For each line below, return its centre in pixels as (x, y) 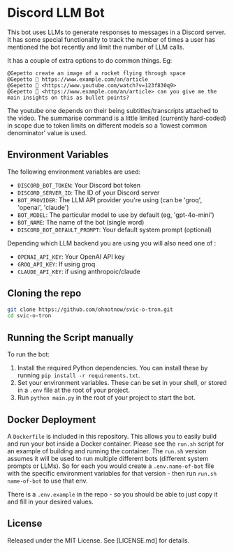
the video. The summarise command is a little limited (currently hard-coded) (117, 118)
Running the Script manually (71, 337)
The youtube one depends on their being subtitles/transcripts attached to (113, 110)
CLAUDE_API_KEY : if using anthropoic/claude (79, 271)
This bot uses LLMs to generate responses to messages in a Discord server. (117, 32)
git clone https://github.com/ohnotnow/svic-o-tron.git (90, 309)
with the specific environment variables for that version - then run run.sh (112, 473)
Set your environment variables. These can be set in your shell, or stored (122, 383)
